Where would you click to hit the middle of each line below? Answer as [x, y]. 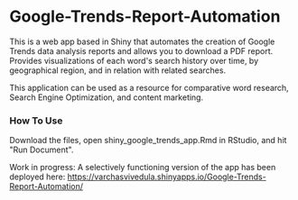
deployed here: [37, 177]
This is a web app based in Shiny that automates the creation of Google [142, 41]
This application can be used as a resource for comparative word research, [149, 87]
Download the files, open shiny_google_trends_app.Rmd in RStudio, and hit [148, 141]
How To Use [36, 121]
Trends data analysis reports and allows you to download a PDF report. [141, 50]
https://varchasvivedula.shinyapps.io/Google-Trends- [167, 177]
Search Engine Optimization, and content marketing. [107, 97]
